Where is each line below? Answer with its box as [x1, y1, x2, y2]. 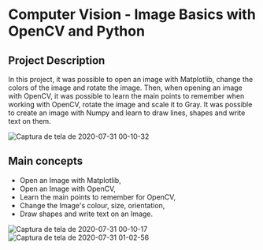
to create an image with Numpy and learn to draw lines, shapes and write [8, 108, 246, 118]
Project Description [8, 54, 106, 67]
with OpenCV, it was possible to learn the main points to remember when [8, 91, 245, 100]
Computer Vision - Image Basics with [8, 6, 256, 24]
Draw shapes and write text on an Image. [19, 209, 154, 218]
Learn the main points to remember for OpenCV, [19, 192, 176, 202]
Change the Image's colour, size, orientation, [19, 200, 165, 210]
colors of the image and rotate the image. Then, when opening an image [8, 83, 243, 92]
